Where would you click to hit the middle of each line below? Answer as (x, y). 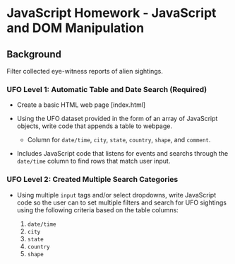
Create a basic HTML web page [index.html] (81, 105)
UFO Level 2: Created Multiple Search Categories (92, 180)
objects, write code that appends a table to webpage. (94, 126)
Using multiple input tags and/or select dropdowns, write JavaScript (116, 195)
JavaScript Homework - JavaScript (112, 13)
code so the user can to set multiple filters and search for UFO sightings (122, 202)
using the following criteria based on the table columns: (98, 210)
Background (34, 54)
